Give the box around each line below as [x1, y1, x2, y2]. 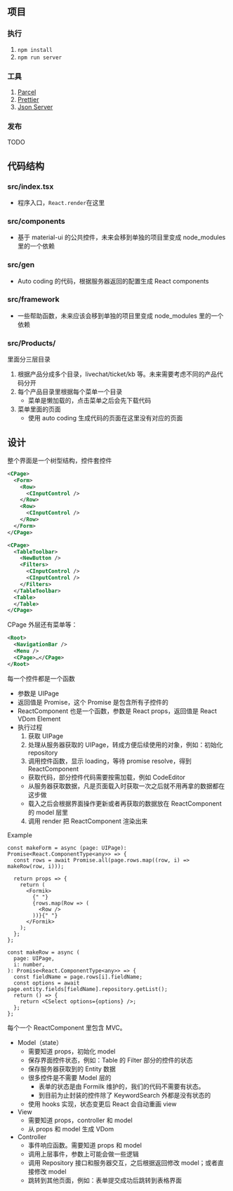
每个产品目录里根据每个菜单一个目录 [17, 387, 123, 396]
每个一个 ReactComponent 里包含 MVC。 [7, 1023, 126, 1032]
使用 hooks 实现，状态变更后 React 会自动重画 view [27, 1100, 177, 1108]
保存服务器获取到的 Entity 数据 [27, 1065, 116, 1073]
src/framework [7, 295, 60, 305]
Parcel [17, 88, 36, 96]
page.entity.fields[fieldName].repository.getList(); [7, 985, 168, 992]
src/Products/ [7, 338, 56, 348]
